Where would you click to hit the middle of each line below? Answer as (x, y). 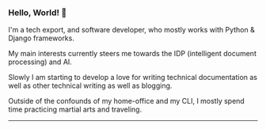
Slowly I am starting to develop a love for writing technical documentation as (133, 78)
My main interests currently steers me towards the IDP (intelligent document (133, 54)
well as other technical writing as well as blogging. (90, 85)
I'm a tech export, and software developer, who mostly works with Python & (131, 30)
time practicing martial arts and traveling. (75, 109)
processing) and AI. (40, 62)
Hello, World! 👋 (38, 13)
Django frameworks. (42, 38)
